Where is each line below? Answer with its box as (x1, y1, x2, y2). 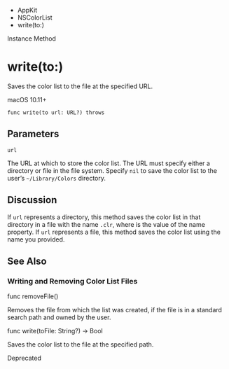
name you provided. (7, 235, 65, 244)
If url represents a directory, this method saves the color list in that (7, 213, 201, 221)
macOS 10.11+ (7, 95, 47, 104)
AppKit (17, 6, 38, 14)
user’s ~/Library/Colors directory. (7, 174, 106, 182)
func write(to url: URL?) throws (7, 109, 105, 116)
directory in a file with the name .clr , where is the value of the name (7, 220, 205, 228)
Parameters (7, 128, 60, 140)
